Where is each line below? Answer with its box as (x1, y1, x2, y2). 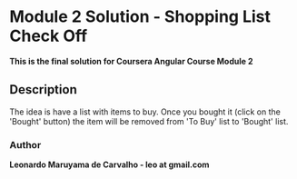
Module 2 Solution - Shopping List (9, 6, 271, 27)
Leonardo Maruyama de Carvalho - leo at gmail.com (9, 159, 210, 170)
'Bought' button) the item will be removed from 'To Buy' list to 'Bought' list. (9, 115, 289, 126)
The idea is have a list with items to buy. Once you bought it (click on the (9, 106, 282, 117)
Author (9, 138, 42, 151)
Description (9, 82, 77, 97)
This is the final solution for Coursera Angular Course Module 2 (9, 55, 253, 66)
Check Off (9, 25, 88, 46)
